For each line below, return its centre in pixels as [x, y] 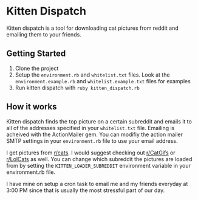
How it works [32, 107]
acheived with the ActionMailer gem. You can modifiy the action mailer [95, 134]
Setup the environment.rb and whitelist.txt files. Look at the [92, 75]
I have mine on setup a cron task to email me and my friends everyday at [97, 184]
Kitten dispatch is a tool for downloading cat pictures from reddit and [93, 28]
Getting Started [36, 54]
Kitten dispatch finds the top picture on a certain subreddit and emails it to [99, 121]
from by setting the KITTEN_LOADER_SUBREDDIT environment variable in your [99, 165]
